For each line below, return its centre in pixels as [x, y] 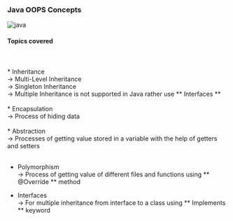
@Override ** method [49, 181]
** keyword [34, 210]
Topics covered [30, 41]
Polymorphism [38, 166]
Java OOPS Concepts [44, 10]
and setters [24, 145]
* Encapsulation [30, 108]
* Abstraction [26, 131]
